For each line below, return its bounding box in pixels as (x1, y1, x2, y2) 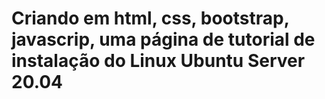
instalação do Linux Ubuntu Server (11, 50, 306, 72)
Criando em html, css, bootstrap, (11, 7, 290, 30)
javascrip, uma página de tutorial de (11, 28, 316, 51)
